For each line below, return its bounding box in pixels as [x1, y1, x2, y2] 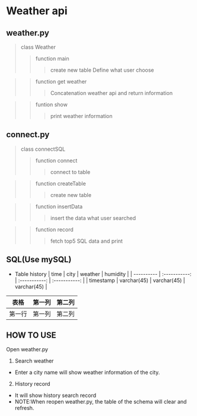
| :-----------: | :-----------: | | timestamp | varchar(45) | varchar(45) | [14, 277, 185, 284]
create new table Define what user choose [50, 66, 154, 74]
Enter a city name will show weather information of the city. [14, 369, 160, 376]
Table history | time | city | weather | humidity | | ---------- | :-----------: [14, 270, 192, 277]
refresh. [14, 405, 34, 412]
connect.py [6, 129, 50, 140]
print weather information [50, 113, 113, 119]
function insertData [35, 203, 83, 210]
